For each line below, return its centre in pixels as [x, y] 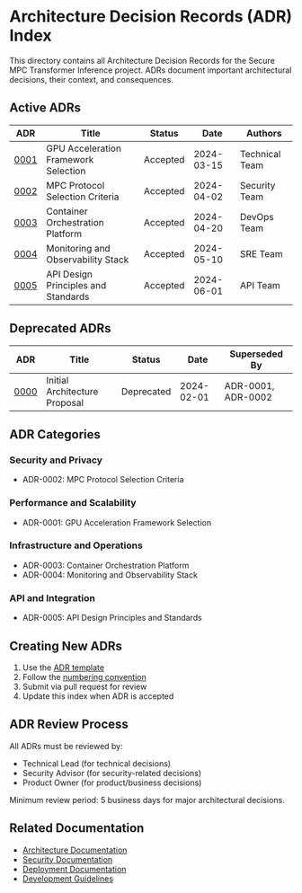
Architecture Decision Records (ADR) [151, 17]
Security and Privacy [56, 460]
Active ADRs [45, 108]
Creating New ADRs [66, 645]
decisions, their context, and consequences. [91, 79]
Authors [264, 133]
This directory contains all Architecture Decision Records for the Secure [142, 60]
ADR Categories [55, 434]
